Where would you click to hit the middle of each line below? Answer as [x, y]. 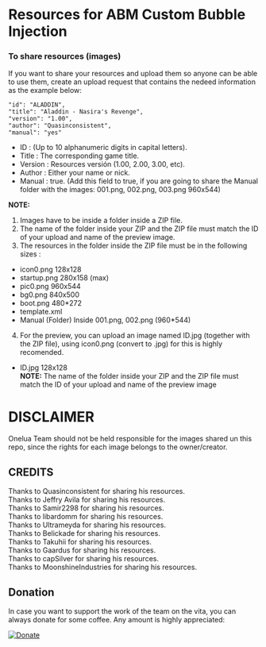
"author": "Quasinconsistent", [60, 126]
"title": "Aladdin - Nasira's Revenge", [76, 112]
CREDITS [31, 472]
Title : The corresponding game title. [79, 156]
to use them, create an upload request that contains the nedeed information [132, 82]
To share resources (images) [65, 56]
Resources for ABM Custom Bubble [127, 15]
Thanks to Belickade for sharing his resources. [84, 533]
